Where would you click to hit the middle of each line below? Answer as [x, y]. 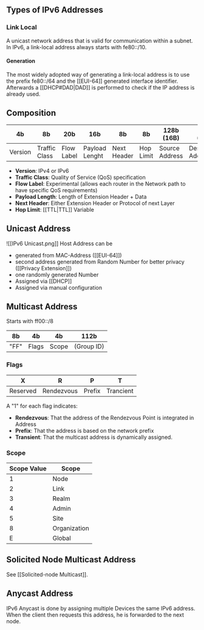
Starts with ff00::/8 [30, 321]
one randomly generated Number [57, 275]
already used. [23, 94]
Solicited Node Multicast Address [71, 560]
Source [169, 148]
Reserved [23, 391]
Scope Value [28, 468]
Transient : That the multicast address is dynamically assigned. [94, 437]
